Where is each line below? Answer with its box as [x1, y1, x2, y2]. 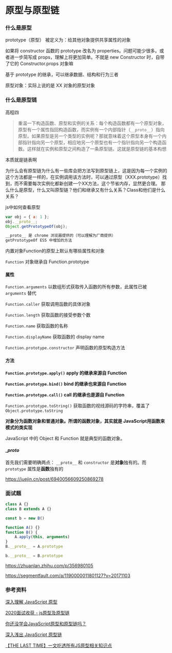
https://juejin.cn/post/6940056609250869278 [5, 476, 104, 482]
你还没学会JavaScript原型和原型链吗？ [5, 621, 87, 627]
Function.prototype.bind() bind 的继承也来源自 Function [5, 381, 127, 387]
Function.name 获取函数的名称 [5, 323, 68, 329]
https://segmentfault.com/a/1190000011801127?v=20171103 [5, 572, 131, 579]
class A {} [5, 502, 29, 507]
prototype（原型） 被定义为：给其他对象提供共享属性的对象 [5, 37, 131, 43]
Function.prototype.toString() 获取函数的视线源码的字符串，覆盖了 [5, 402, 150, 408]
